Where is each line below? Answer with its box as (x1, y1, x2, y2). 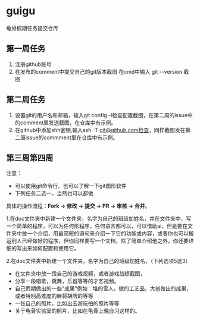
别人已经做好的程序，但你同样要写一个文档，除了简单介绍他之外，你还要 (11, 237, 189, 244)
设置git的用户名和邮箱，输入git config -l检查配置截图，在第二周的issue (14, 111, 188, 118)
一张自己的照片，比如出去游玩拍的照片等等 (14, 300, 120, 307)
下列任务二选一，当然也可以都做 (14, 190, 93, 197)
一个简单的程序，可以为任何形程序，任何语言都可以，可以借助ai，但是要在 (6, 222, 188, 230)
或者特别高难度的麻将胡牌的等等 (14, 293, 93, 300)
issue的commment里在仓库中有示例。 (25, 134, 118, 141)
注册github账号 (14, 61, 52, 68)
